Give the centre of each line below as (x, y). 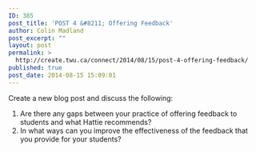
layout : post (30, 46)
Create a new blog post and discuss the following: (91, 98)
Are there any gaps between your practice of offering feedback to (128, 114)
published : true (35, 68)
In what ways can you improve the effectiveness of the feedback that (134, 130)
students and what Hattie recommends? (86, 122)
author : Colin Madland (46, 30)
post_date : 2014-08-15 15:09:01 (62, 75)
